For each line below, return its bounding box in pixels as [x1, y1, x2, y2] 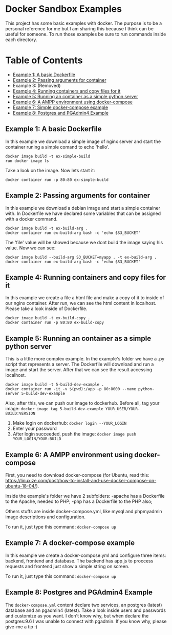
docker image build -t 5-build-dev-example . [5, 382, 104, 387]
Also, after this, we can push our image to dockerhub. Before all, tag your [5, 400, 160, 406]
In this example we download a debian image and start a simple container [5, 205, 160, 211]
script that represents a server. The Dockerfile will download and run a [5, 361, 154, 368]
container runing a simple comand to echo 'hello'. [5, 143, 110, 150]
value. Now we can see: [5, 245, 56, 251]
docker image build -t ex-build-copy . [5, 316, 91, 321]
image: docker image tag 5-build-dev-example [5, 406, 103, 412]
